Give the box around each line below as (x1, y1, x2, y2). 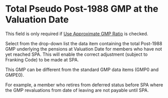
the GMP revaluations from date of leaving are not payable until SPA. (5, 87, 149, 93)
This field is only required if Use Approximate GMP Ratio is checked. (5, 30, 149, 37)
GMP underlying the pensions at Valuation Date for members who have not (5, 46, 162, 52)
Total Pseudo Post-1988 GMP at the (5, 3, 159, 15)
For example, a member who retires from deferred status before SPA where (5, 82, 163, 88)
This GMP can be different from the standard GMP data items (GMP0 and (5, 67, 159, 73)
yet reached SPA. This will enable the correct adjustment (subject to (5, 51, 148, 57)
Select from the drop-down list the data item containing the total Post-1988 (5, 40, 162, 46)
